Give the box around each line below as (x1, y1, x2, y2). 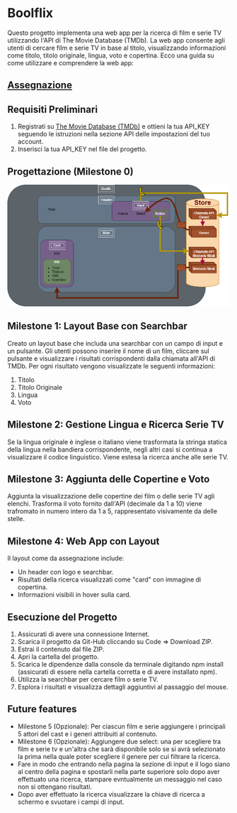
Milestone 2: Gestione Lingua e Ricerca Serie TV (7, 419, 224, 431)
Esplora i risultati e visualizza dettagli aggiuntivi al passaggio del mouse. (17, 683, 229, 692)
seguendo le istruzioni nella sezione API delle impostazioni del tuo (17, 130, 211, 138)
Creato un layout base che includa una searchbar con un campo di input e (7, 339, 223, 347)
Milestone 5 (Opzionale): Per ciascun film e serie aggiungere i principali (17, 722, 226, 731)
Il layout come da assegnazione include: (7, 554, 125, 562)
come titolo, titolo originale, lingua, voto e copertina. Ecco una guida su (7, 51, 214, 60)
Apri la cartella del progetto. (17, 653, 99, 661)
